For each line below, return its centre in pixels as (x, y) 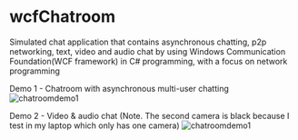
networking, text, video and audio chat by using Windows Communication (148, 51)
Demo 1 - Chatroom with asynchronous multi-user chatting (119, 88)
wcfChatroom (63, 17)
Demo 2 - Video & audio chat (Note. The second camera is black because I (149, 115)
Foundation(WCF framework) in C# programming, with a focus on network (149, 61)
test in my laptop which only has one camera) (94, 125)
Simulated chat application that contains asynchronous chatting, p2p (138, 42)
